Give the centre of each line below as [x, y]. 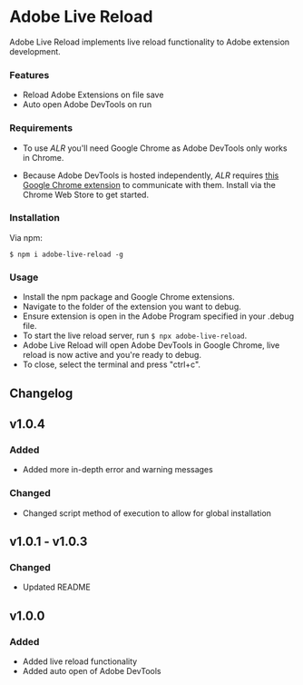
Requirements [41, 128]
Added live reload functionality [80, 661]
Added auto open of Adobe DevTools [92, 670]
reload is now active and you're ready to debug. [112, 355]
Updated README [56, 587]
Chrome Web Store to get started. [86, 194]
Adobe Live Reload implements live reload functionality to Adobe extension [150, 42]
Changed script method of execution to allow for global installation [147, 513]
